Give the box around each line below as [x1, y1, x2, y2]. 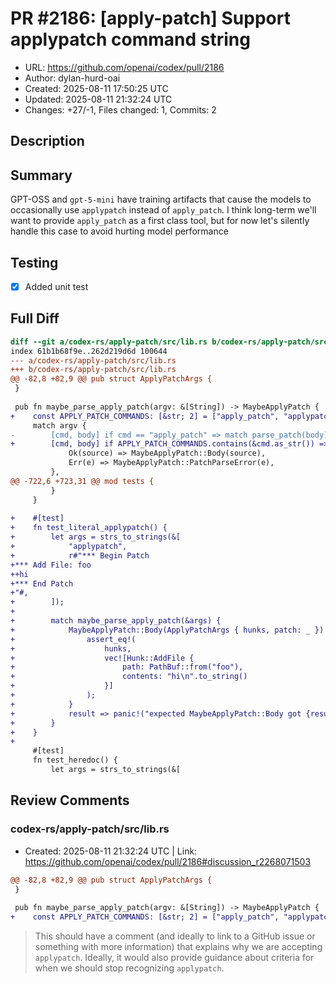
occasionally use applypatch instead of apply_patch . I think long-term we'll [10, 204, 317, 216]
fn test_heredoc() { [32, 755, 118, 766]
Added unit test [24, 280, 89, 292]
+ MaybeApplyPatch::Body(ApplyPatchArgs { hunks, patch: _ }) [10, 625, 325, 635]
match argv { [32, 420, 87, 431]
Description [10, 133, 85, 150]
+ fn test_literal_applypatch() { [10, 523, 168, 533]
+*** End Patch [10, 578, 74, 589]
